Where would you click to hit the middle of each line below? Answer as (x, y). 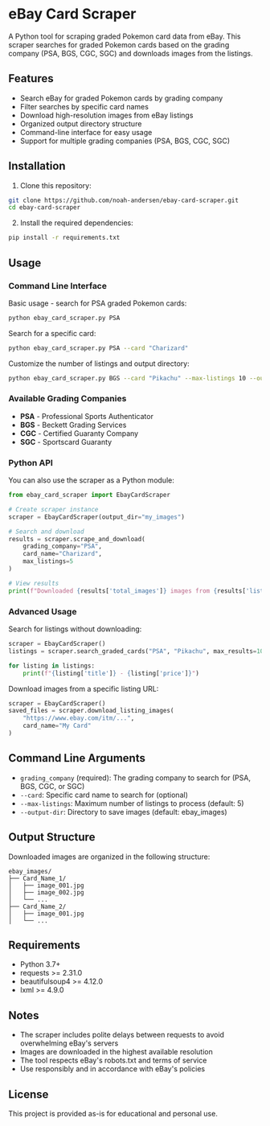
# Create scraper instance (53, 509)
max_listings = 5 (48, 561)
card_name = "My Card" (57, 726)
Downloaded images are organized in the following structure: (109, 857)
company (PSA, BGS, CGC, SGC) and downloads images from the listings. (131, 53)
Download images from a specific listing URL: (84, 688)
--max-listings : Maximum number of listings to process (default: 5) (132, 803)
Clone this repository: (55, 185)
